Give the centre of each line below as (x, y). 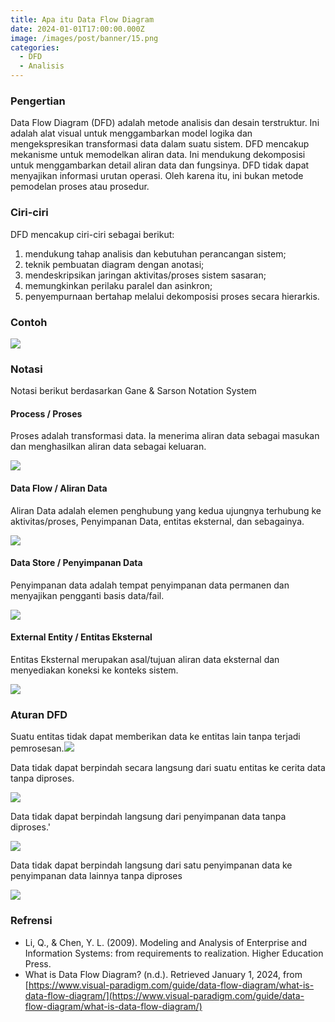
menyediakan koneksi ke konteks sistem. (94, 670)
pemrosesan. (37, 748)
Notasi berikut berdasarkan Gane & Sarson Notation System (133, 391)
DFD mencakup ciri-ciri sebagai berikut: (92, 234)
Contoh (29, 322)
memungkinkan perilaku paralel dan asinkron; (118, 285)
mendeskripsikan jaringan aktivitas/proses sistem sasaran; (145, 275)
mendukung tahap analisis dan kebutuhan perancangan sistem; (155, 253)
